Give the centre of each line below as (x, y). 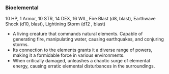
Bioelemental (22, 8)
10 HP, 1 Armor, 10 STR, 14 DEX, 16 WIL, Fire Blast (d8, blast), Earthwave (81, 19)
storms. (21, 45)
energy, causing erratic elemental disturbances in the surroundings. (84, 66)
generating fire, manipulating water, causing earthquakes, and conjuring (88, 39)
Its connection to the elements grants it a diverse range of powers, (82, 50)
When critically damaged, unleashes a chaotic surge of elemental (81, 61)
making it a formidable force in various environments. (68, 55)
